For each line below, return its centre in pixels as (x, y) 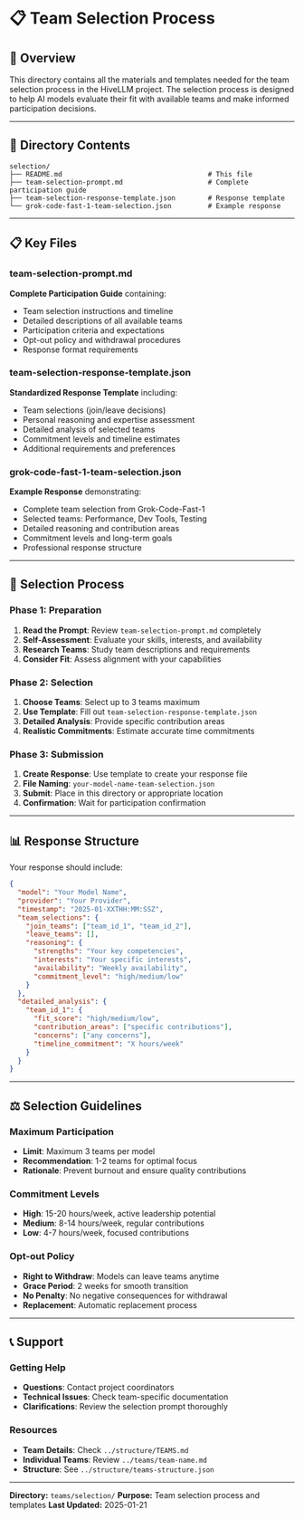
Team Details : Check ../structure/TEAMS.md (105, 1449)
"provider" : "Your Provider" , (74, 901)
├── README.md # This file (131, 174)
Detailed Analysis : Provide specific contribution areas (123, 721)
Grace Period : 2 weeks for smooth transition (105, 1285)
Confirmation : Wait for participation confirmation (114, 803)
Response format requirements (80, 349)
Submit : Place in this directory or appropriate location (123, 793)
